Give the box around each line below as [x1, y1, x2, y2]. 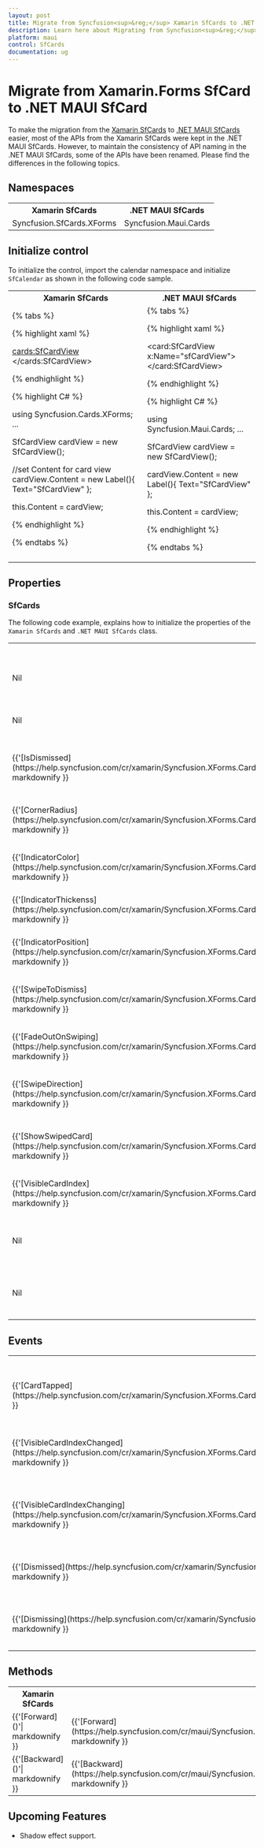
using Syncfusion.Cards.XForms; [12, 408, 134, 419]
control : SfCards [8, 41, 65, 49]
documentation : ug [8, 48, 68, 56]
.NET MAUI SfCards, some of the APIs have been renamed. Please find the [8, 150, 250, 159]
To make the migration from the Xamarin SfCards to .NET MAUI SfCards [8, 125, 240, 134]
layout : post [8, 11, 51, 20]
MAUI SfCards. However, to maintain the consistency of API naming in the [8, 141, 247, 151]
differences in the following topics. [8, 158, 120, 168]
